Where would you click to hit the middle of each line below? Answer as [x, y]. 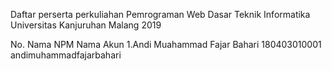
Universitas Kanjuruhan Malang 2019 [86, 25]
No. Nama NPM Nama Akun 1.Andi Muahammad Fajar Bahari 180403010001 [166, 44]
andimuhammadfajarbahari [66, 55]
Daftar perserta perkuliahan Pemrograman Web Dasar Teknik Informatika [160, 14]
